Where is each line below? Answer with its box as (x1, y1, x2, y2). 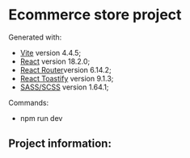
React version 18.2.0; (19, 56, 91, 66)
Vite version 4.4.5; (19, 48, 82, 57)
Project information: (8, 137, 112, 151)
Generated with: (8, 32, 62, 42)
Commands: (8, 98, 49, 107)
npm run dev (19, 113, 63, 123)
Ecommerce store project (8, 6, 182, 24)
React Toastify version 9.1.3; (19, 73, 114, 83)
